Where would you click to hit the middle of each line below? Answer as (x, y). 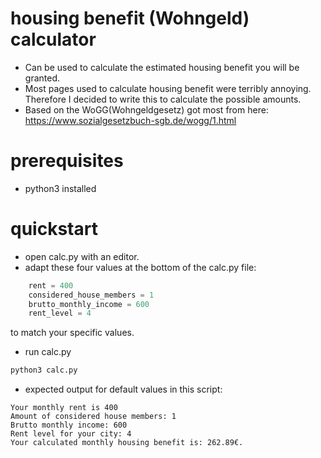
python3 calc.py (44, 370)
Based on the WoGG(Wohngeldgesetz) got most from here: (146, 109)
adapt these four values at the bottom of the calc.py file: (140, 267)
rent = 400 (51, 285)
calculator (53, 39)
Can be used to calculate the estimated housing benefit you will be (162, 67)
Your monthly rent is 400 (64, 408)
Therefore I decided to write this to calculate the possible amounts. (163, 99)
